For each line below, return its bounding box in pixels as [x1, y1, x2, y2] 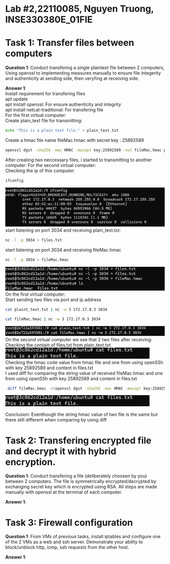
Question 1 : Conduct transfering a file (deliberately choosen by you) [5, 473, 147, 479]
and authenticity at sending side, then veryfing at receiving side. [5, 76, 140, 82]
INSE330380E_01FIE [5, 14, 93, 25]
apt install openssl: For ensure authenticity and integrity [5, 101, 121, 108]
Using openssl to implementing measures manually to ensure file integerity [5, 70, 161, 76]
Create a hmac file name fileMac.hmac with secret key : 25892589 [5, 137, 144, 143]
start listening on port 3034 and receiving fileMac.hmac [5, 246, 121, 253]
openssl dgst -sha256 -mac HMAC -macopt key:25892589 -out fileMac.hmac [5, 148, 162, 153]
